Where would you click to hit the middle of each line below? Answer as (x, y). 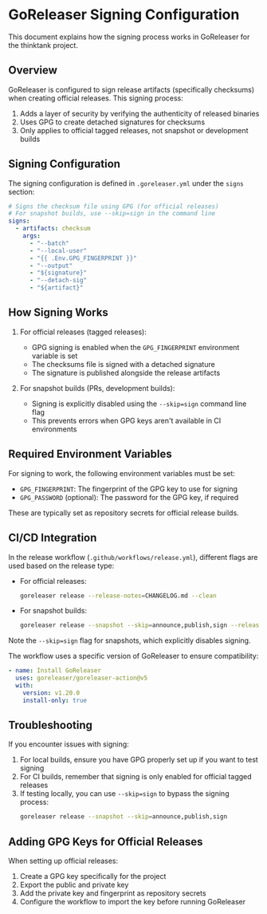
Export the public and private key (74, 885)
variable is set (55, 356)
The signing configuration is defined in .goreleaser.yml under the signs (126, 183)
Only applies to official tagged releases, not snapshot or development (134, 130)
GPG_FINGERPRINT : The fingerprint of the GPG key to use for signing (128, 489)
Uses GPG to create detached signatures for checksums (112, 122)
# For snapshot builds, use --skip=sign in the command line (112, 214)
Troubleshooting (51, 725)
